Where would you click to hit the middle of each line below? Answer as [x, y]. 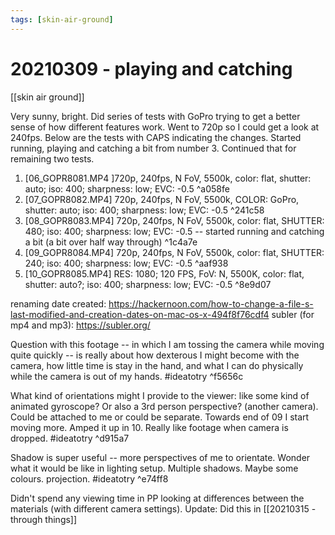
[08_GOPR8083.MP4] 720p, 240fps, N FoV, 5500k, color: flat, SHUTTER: [174, 220]
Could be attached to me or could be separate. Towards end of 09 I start [160, 417]
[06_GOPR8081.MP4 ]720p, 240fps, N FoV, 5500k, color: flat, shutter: [168, 178]
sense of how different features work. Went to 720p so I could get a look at [165, 127]
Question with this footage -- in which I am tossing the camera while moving [167, 344]
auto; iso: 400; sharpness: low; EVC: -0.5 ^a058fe [127, 188]
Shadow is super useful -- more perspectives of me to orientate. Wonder [160, 457]
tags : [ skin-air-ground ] [62, 19]
